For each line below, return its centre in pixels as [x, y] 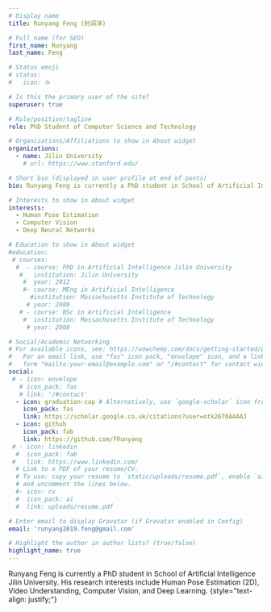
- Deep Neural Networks [55, 231]
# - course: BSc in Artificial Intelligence [95, 312]
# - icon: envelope [45, 379]
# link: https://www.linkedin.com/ [75, 462]
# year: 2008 [48, 327]
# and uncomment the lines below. [73, 485]
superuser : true [35, 104]
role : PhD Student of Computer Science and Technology [102, 127]
